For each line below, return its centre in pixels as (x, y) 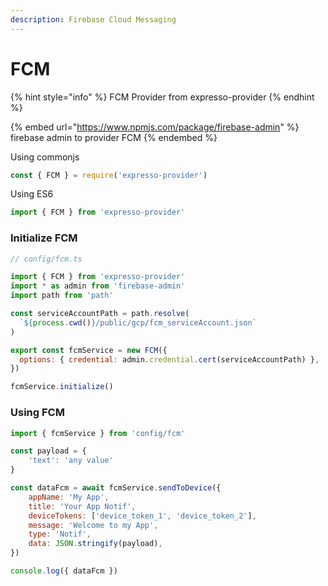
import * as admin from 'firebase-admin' (98, 286)
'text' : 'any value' (71, 461)
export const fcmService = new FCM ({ (89, 350)
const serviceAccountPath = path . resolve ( (100, 314)
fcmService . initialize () (62, 387)
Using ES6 (32, 194)
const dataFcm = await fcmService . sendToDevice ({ (116, 488)
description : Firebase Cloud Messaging (93, 19)
